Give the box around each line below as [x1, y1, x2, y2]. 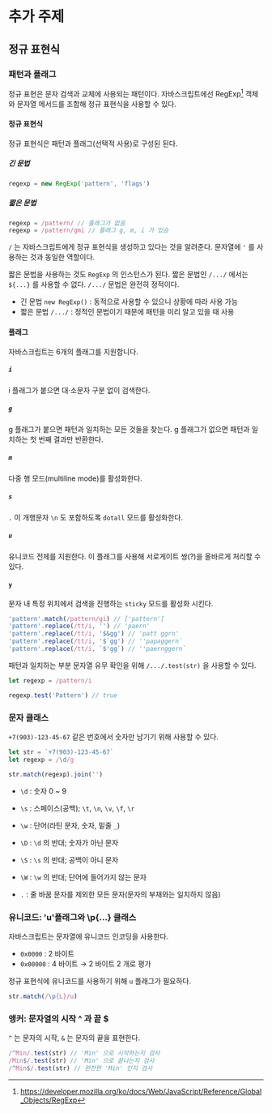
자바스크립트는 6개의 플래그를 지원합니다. [8, 346, 139, 357]
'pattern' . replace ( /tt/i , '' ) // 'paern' [8, 622, 151, 631]
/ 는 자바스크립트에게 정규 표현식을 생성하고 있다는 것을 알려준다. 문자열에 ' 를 [8, 242, 255, 252]
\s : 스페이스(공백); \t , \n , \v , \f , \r [19, 803, 135, 813]
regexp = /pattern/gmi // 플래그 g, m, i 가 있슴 [8, 226, 169, 235]
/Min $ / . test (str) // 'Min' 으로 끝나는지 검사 [8, 1056, 155, 1064]
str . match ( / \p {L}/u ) [8, 992, 79, 1000]
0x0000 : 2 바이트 [19, 948, 74, 958]
